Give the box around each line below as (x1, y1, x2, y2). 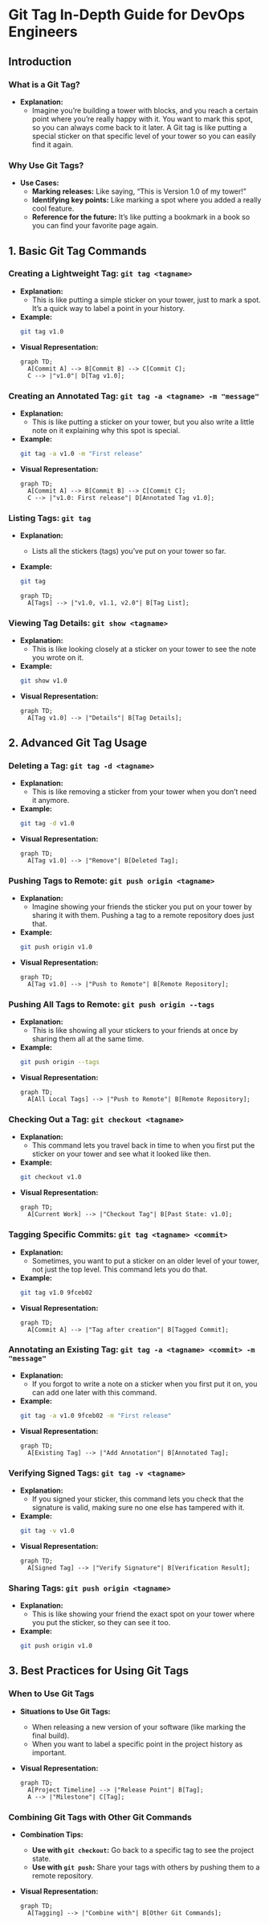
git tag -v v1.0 (19, 1526, 75, 1534)
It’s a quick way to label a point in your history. (31, 303, 185, 313)
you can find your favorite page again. (31, 221, 159, 231)
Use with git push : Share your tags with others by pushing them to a (31, 1862, 260, 1872)
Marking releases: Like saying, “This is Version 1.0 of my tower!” (31, 186, 247, 196)
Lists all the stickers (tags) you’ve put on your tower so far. (31, 547, 226, 556)
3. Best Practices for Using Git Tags (8, 1664, 189, 1677)
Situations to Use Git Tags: (19, 1706, 111, 1716)
